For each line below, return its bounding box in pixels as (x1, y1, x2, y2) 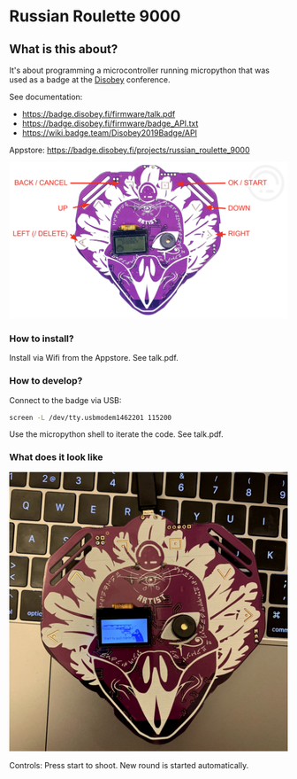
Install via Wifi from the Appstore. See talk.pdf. (9, 353, 179, 363)
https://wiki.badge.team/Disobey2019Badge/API (21, 128, 197, 138)
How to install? (9, 332, 74, 345)
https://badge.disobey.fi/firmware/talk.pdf (21, 109, 176, 119)
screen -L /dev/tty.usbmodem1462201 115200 (9, 413, 172, 422)
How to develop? (9, 375, 83, 387)
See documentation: (9, 91, 83, 102)
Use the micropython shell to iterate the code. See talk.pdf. (9, 429, 224, 440)
